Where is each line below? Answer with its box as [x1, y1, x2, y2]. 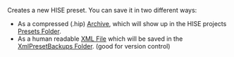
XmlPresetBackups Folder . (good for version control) [17, 42, 171, 50]
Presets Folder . [17, 27, 61, 35]
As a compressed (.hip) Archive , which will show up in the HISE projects [17, 20, 227, 27]
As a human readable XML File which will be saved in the [17, 34, 183, 43]
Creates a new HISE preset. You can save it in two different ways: [7, 6, 197, 14]
